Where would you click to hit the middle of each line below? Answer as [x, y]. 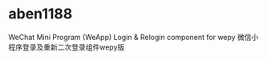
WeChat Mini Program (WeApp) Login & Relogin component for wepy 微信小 [133, 37]
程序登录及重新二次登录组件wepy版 [67, 47]
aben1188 [40, 14]
